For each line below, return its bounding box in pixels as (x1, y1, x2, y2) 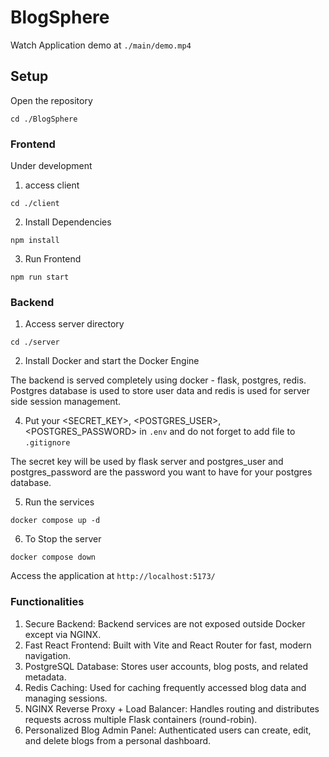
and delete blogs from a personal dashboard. (24, 734, 212, 746)
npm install (10, 236, 60, 246)
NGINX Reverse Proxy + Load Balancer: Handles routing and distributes (24, 702, 320, 715)
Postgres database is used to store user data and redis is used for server (10, 385, 310, 397)
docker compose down (10, 552, 97, 563)
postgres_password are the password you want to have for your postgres (10, 466, 313, 478)
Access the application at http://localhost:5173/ (10, 570, 216, 582)
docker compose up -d (10, 516, 101, 526)
